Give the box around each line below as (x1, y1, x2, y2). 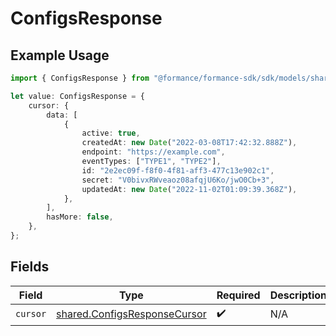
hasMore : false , (46, 212, 114, 222)
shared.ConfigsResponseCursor (56, 307, 207, 321)
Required (216, 288, 261, 302)
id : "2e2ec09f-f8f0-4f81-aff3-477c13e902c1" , (81, 165, 275, 176)
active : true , (81, 128, 141, 139)
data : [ (46, 110, 78, 120)
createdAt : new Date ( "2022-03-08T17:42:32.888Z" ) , (81, 138, 298, 148)
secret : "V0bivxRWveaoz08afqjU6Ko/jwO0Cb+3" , (81, 175, 275, 185)
